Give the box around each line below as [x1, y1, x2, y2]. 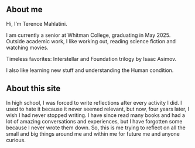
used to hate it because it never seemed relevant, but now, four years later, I [6, 105, 190, 112]
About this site [6, 84, 61, 94]
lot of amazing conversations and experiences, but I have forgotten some [6, 118, 183, 125]
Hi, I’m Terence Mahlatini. [6, 20, 67, 27]
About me [6, 5, 43, 15]
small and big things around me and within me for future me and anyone [6, 130, 180, 137]
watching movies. [6, 44, 49, 51]
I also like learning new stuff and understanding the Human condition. [6, 67, 174, 74]
